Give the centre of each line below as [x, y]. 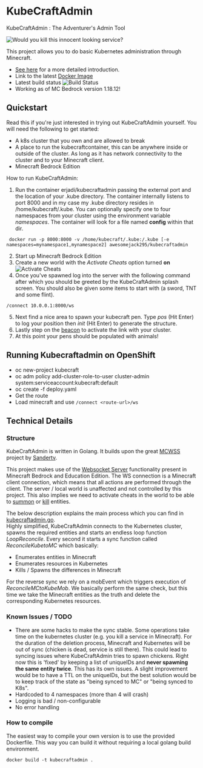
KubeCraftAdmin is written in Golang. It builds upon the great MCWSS [93, 451]
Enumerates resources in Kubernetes [61, 563]
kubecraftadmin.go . [31, 520]
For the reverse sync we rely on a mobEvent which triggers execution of [96, 582]
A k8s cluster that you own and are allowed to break [80, 140]
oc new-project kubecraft [47, 370]
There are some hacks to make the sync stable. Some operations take [102, 630]
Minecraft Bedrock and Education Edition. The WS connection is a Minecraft [101, 476]
